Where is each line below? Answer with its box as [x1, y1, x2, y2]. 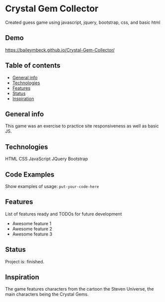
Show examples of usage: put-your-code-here [5, 183, 99, 189]
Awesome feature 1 [12, 220, 52, 226]
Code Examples [5, 170, 55, 179]
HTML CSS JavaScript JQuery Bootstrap [5, 156, 88, 162]
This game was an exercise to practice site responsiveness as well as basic [5, 123, 160, 129]
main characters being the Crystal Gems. [5, 291, 89, 298]
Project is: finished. [5, 258, 45, 264]
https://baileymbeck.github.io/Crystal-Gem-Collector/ [5, 47, 115, 53]
